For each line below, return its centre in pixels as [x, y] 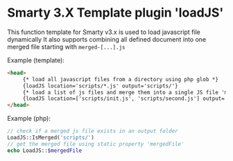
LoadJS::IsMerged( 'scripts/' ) [51, 138]
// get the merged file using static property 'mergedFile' [96, 144]
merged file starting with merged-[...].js [66, 46]
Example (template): [36, 60]
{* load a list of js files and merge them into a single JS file [120, 92]
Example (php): [29, 119]
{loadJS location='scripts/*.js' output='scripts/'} [100, 86]
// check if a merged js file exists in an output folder [93, 131]
